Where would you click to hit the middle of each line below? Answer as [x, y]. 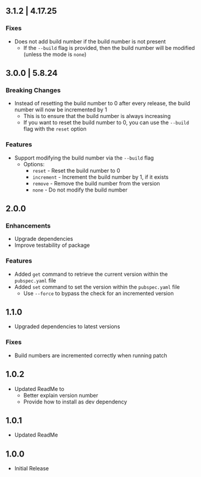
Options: [34, 164]
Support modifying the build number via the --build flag [84, 158]
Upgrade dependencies [44, 239]
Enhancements [28, 225]
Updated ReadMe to [39, 388]
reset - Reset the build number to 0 [76, 170]
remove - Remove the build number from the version [96, 183]
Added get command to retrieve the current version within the [91, 274]
